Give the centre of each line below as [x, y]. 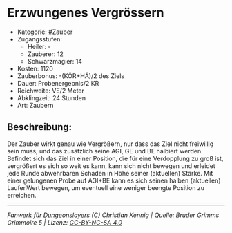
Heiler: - [39, 46]
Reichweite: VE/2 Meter [51, 91]
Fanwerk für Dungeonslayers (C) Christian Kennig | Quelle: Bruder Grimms [113, 215]
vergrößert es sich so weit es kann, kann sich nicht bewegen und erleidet [111, 166]
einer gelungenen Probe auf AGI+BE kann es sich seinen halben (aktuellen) [114, 180]
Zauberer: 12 [45, 54]
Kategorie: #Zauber [45, 32]
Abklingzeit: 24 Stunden [51, 97]
